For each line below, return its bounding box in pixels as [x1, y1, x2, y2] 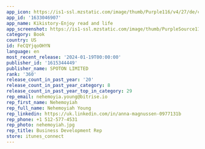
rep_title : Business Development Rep [6, 128, 103, 134]
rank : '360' [6, 71, 37, 77]
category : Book [6, 32, 45, 38]
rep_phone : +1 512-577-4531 [6, 116, 78, 122]
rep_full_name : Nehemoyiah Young [6, 105, 92, 111]
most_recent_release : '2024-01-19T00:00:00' [6, 54, 121, 60]
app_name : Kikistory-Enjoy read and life [6, 20, 113, 26]
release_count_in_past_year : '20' [6, 77, 95, 83]
